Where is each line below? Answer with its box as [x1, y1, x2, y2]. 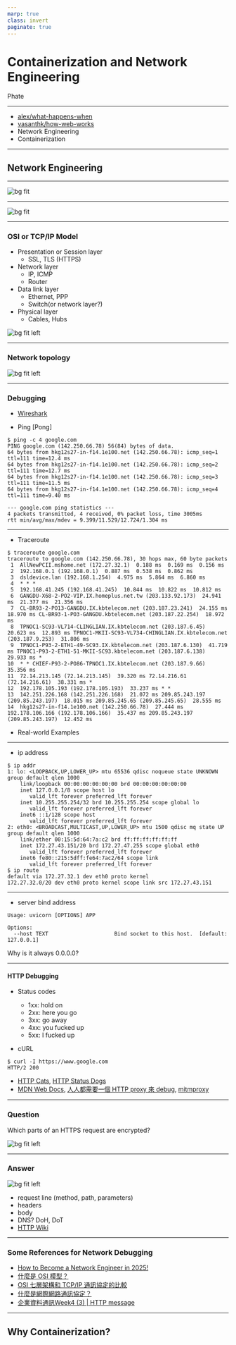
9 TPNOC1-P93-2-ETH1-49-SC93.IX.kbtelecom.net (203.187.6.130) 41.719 [10, 642, 228, 649]
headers [17, 1200, 42, 1209]
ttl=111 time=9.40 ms [7, 492, 71, 499]
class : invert [7, 17, 49, 24]
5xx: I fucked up [27, 1031, 75, 1040]
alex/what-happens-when [17, 112, 93, 121]
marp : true [7, 10, 39, 18]
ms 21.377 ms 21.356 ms [7, 598, 83, 606]
